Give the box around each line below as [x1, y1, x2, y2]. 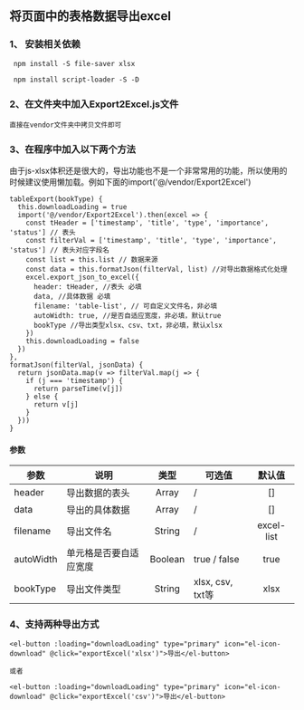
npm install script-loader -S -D [13, 75, 140, 84]
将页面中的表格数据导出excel [9, 8, 172, 24]
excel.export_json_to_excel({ [25, 273, 140, 283]
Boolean [149, 553, 185, 566]
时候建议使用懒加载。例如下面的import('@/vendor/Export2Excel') [9, 177, 252, 187]
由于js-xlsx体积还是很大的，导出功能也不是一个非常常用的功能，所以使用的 [9, 166, 288, 177]
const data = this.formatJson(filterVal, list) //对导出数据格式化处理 [25, 265, 288, 274]
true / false [193, 553, 240, 566]
